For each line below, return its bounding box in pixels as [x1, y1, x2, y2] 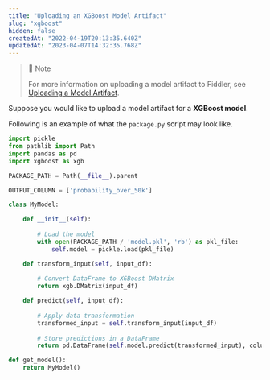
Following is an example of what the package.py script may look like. [8, 119, 233, 129]
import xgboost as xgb [8, 157, 84, 165]
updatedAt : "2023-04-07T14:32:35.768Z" [8, 42, 142, 50]
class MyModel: [8, 200, 59, 209]
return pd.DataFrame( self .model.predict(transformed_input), [37, 341, 247, 350]
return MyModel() [22, 364, 81, 372]
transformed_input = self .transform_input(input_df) [37, 319, 218, 327]
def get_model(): [8, 356, 67, 365]
